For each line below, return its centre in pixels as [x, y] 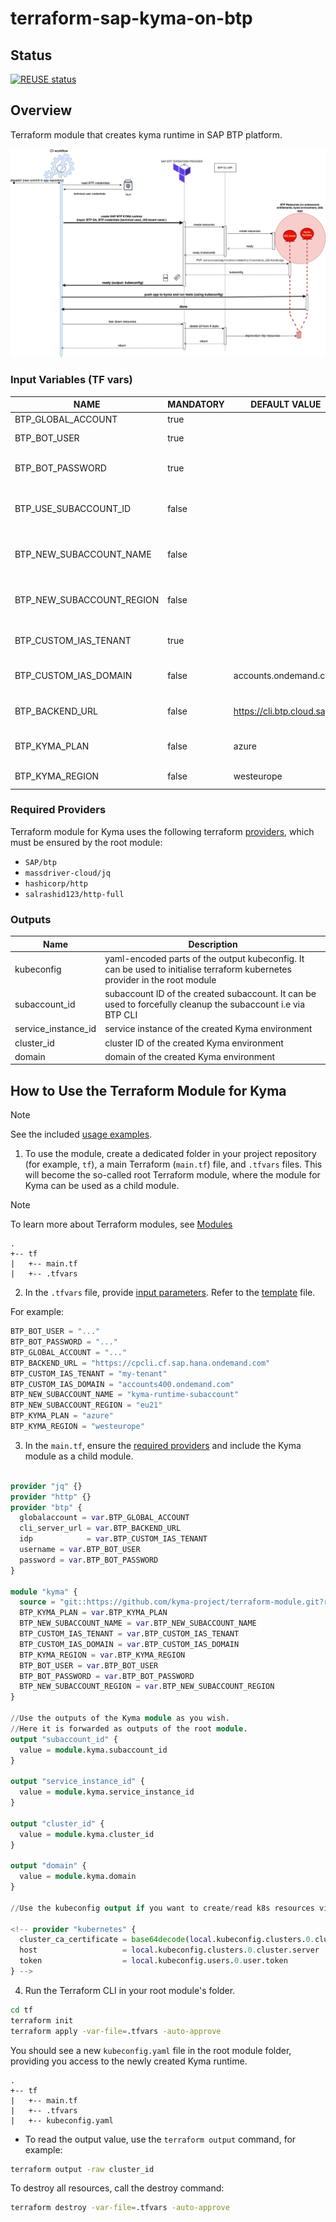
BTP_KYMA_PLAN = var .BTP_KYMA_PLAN [93, 1613]
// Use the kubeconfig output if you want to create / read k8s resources [162, 1908]
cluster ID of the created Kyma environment [194, 1043]
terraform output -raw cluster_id [82, 2169]
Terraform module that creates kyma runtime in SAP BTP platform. [146, 134]
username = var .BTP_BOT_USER [80, 1550]
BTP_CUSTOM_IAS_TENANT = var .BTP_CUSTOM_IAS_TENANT [129, 1634]
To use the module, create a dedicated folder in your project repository [170, 1154]
